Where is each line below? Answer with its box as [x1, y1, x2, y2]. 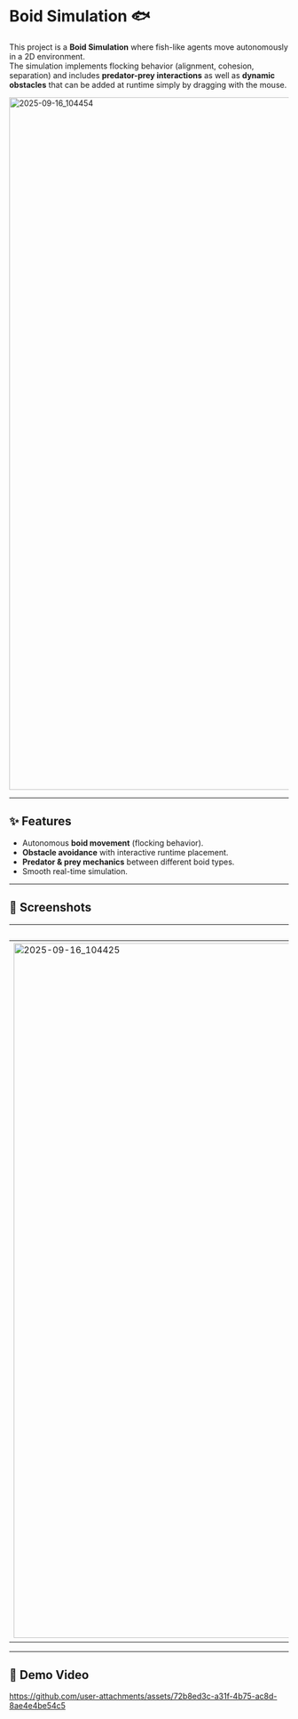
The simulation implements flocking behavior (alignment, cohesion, [9, 60, 255, 71]
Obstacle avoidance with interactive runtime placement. [21, 847, 229, 857]
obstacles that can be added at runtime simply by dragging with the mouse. [9, 79, 287, 90]
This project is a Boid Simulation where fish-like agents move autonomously [9, 41, 288, 52]
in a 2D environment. [9, 51, 86, 61]
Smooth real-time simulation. [21, 865, 129, 876]
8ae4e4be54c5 [9, 1700, 67, 1711]
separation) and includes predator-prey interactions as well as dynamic [9, 69, 276, 80]
